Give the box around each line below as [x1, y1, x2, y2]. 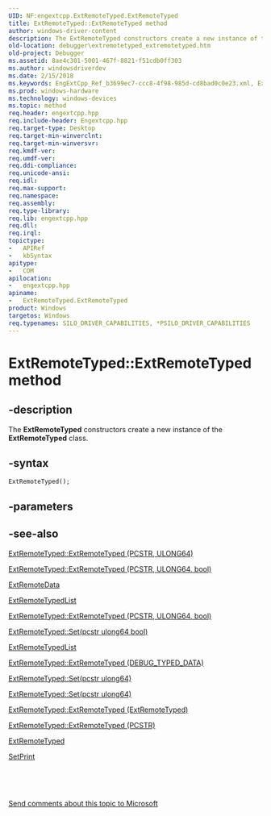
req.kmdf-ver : [8, 147, 56, 155]
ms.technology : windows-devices [8, 94, 117, 102]
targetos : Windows [8, 311, 70, 319]
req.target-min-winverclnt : [8, 131, 103, 139]
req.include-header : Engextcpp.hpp [8, 117, 128, 125]
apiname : [8, 289, 38, 298]
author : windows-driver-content [8, 27, 117, 35]
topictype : [8, 237, 45, 245]
